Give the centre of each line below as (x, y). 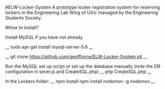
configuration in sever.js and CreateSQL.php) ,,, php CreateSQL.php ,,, (78, 71)
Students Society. (23, 18)
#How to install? (22, 27)
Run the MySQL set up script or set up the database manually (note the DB (83, 66)
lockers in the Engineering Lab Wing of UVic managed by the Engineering (81, 12)
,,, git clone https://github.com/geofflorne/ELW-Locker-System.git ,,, (76, 56)
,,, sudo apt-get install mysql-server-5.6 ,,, (49, 47)
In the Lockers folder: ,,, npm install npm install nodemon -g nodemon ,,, (80, 81)
